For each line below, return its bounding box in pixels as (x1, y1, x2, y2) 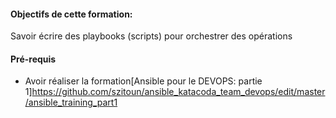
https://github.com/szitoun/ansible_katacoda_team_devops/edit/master (31, 86, 326, 98)
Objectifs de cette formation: (10, 8, 133, 20)
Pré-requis (10, 53, 57, 65)
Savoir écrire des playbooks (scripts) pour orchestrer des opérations (10, 30, 293, 42)
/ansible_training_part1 (24, 96, 118, 109)
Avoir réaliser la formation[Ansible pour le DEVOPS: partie (24, 75, 263, 87)
